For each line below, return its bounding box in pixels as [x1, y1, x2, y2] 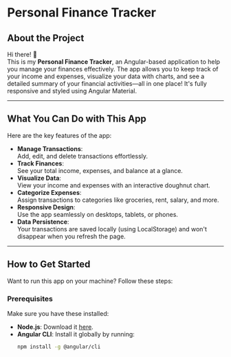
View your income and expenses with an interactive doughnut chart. [16, 181, 211, 189]
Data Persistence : [16, 218, 69, 226]
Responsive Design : [16, 203, 76, 211]
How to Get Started [7, 259, 91, 270]
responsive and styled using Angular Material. [7, 87, 137, 95]
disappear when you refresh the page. [16, 232, 126, 240]
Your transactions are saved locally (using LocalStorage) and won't [16, 224, 208, 233]
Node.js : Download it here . [16, 323, 94, 331]
